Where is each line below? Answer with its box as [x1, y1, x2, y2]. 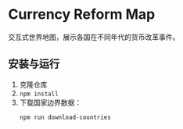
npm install [19, 90, 59, 98]
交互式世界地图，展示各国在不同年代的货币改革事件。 [8, 32, 180, 41]
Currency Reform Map [8, 5, 156, 23]
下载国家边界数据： [19, 98, 82, 107]
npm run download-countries [19, 113, 111, 121]
